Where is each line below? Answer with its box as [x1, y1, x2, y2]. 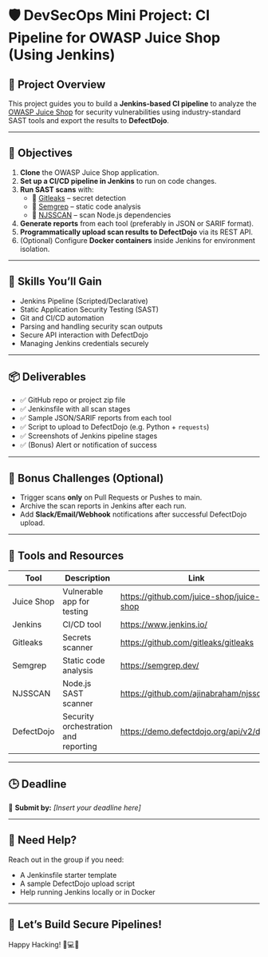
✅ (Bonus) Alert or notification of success [19, 441, 157, 450]
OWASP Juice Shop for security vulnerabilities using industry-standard [8, 107, 241, 117]
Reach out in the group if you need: [8, 855, 124, 864]
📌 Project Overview [8, 78, 106, 91]
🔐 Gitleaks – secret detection [31, 193, 126, 202]
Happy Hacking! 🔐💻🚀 [8, 939, 80, 949]
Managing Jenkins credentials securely [19, 338, 149, 348]
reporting [62, 741, 97, 752]
